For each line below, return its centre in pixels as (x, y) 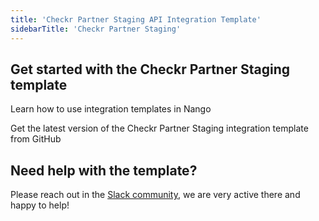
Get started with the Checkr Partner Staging (150, 69)
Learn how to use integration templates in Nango (111, 109)
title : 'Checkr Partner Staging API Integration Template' (136, 19)
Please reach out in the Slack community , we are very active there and (155, 195)
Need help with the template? (104, 170)
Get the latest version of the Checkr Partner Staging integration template (159, 128)
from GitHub (36, 139)
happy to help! (40, 205)
